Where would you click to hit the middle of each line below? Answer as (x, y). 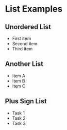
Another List (24, 64)
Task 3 (19, 123)
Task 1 (18, 113)
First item (21, 38)
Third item (22, 49)
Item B (18, 81)
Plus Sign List (26, 101)
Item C (19, 86)
